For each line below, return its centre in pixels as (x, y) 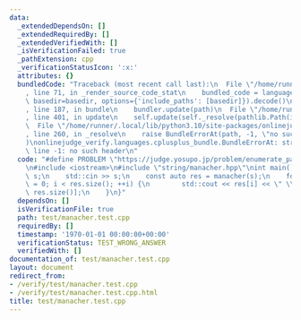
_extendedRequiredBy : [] (64, 34)
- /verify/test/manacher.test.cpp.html (84, 292)
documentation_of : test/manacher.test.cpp (90, 259)
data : (19, 17)
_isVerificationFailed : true (72, 51)
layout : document (42, 268)
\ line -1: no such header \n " (82, 151)
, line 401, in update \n (72, 117)
